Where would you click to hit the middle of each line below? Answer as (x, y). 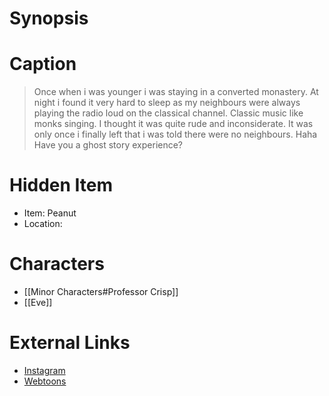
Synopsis (49, 18)
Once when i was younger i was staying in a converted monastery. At (176, 92)
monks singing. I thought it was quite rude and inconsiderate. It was (173, 124)
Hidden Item (61, 185)
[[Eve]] (38, 302)
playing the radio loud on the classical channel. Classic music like (168, 113)
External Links (70, 343)
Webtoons (45, 381)
